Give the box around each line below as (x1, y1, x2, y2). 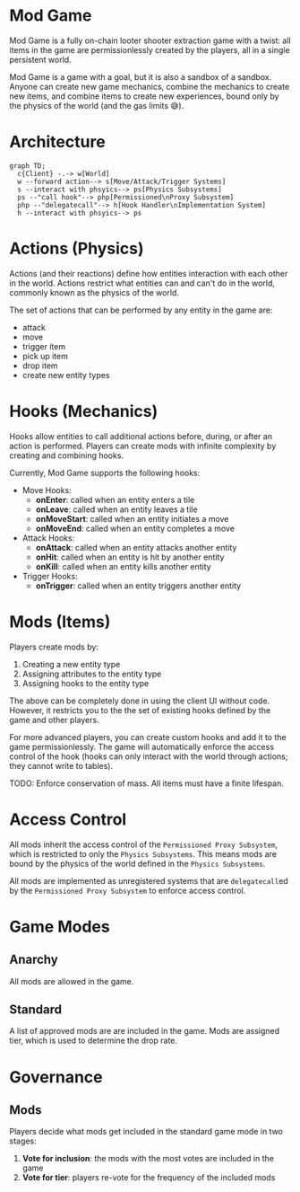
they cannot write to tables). (9, 760, 114, 771)
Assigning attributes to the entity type (21, 668, 162, 679)
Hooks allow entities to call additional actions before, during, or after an (9, 430, 273, 441)
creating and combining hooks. (9, 450, 124, 461)
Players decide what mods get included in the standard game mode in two (9, 1126, 284, 1137)
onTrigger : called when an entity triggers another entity (35, 580, 242, 591)
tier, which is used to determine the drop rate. (9, 1035, 177, 1046)
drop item (21, 360, 58, 371)
